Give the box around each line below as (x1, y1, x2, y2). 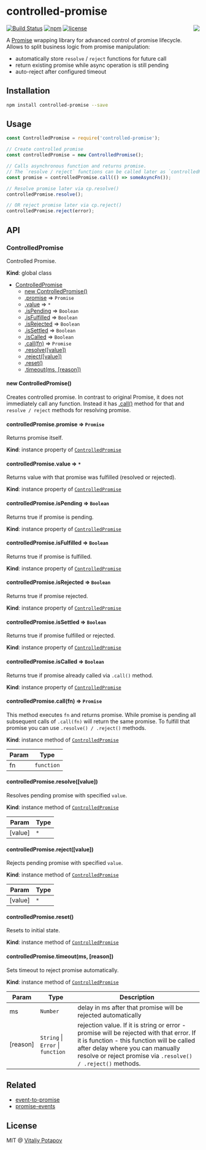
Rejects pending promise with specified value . (6, 859, 123, 867)
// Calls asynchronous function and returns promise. (6, 163, 147, 169)
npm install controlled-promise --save (6, 102, 109, 108)
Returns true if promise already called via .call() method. (6, 672, 153, 679)
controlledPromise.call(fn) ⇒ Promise (6, 697, 102, 705)
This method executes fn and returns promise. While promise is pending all (6, 711, 196, 718)
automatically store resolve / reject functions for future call (15, 55, 167, 62)
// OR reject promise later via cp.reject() (6, 202, 122, 209)
